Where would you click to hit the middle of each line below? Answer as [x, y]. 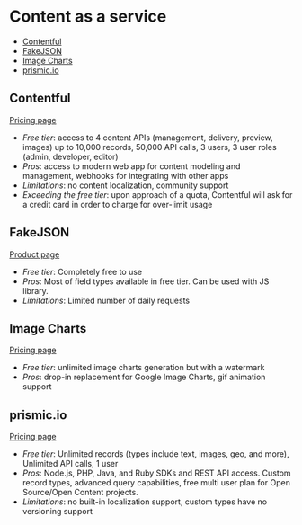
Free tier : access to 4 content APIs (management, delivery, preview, [147, 138]
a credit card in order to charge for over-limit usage [117, 204]
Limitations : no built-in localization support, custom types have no [145, 502]
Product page [35, 254]
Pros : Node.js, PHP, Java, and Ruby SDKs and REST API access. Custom [156, 473]
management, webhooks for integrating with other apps [125, 175]
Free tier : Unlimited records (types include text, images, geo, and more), [155, 454]
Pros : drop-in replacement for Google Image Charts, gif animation [144, 377]
